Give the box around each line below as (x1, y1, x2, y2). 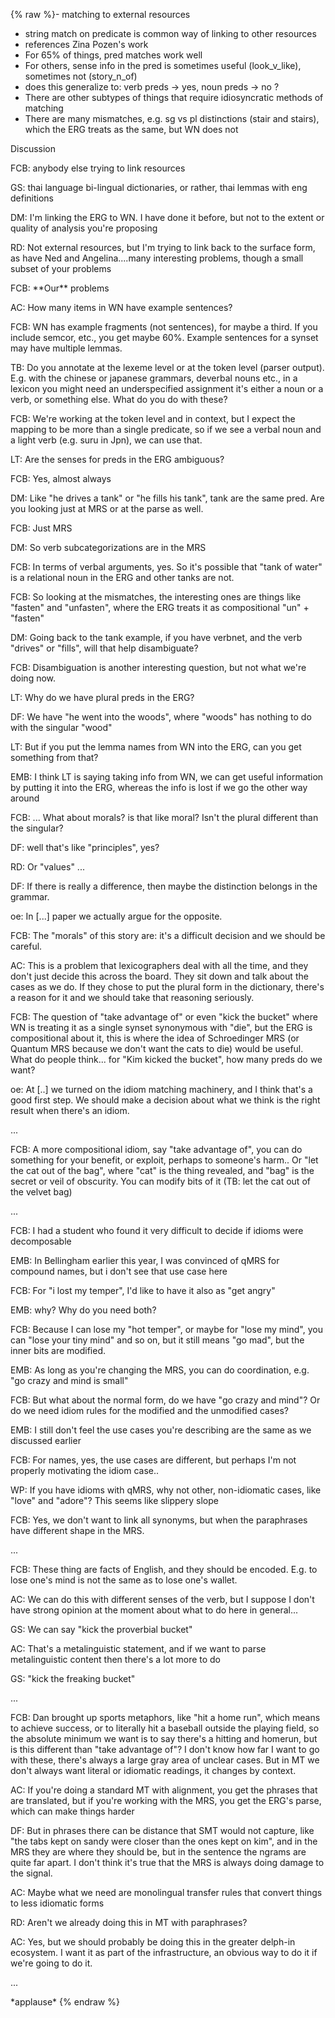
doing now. (10, 672, 57, 684)
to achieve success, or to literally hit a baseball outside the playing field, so (10, 1722, 320, 1734)
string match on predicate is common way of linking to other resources (24, 28, 317, 39)
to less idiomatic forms (10, 1897, 105, 1909)
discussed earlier (10, 1435, 82, 1446)
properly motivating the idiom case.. (10, 1465, 160, 1476)
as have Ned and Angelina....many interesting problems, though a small (10, 252, 304, 264)
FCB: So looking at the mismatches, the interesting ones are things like (10, 591, 302, 603)
